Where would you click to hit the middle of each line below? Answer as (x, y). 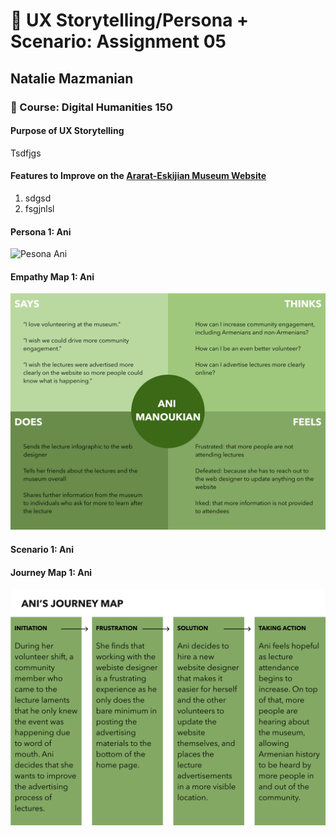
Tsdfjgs (26, 153)
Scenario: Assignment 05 (118, 41)
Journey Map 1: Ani (51, 572)
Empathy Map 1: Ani (52, 276)
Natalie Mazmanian (72, 78)
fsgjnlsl (39, 208)
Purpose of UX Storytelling (67, 131)
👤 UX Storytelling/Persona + (130, 20)
